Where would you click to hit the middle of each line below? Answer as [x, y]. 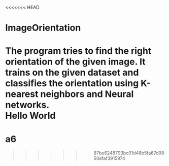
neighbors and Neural [87, 94]
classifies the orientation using [72, 84]
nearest [22, 94]
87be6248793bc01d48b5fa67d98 [129, 153]
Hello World [30, 116]
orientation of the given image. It [75, 62]
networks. [27, 105]
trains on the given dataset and [72, 73]
